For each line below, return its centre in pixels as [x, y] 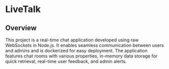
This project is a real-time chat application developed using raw [72, 40]
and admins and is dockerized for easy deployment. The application [76, 51]
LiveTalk [23, 9]
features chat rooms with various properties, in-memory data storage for [81, 56]
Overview [21, 28]
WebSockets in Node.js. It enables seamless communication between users [85, 45]
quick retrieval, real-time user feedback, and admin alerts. [66, 61]
